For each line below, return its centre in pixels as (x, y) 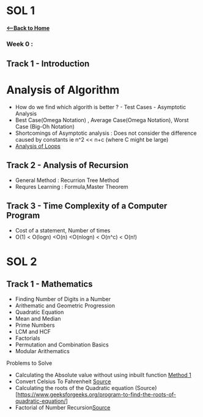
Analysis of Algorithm (63, 90)
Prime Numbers (35, 325)
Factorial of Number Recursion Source (63, 407)
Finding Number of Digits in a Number (63, 299)
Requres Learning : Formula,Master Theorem (72, 186)
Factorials (28, 338)
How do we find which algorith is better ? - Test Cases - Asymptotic (101, 107)
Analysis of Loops (38, 146)
